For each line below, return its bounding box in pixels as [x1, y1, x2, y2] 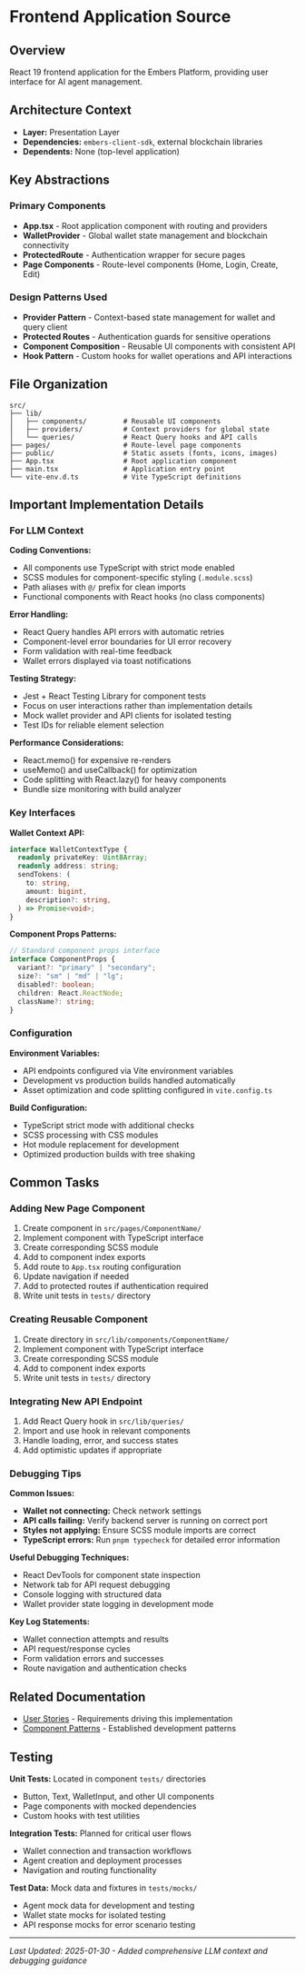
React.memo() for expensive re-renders [22, 755, 172, 766]
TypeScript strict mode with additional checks [22, 1119, 195, 1130]
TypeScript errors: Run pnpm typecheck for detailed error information [22, 1534, 280, 1545]
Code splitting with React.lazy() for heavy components [22, 774, 227, 785]
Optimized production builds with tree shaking [22, 1148, 195, 1159]
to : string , [25, 878, 71, 888]
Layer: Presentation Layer [22, 126, 121, 137]
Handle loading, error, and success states [22, 1435, 179, 1446]
